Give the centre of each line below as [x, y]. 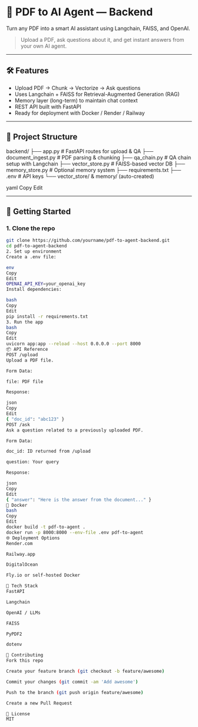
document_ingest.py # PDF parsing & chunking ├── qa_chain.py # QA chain [99, 157]
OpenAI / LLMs [24, 613]
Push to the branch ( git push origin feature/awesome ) [75, 692]
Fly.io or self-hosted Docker [43, 575]
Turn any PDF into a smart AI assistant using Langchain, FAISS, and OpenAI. [98, 28]
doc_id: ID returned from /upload [49, 452]
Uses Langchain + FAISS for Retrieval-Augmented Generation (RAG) [97, 94]
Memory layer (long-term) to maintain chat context [76, 100]
